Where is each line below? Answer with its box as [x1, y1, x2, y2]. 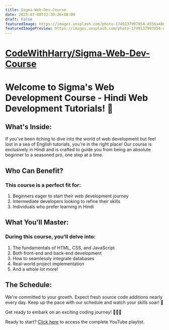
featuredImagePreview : [5, 26, 53, 31]
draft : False [5, 17, 33, 22]
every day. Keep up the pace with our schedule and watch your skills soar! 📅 [5, 299, 164, 305]
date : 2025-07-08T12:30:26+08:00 [5, 12, 75, 17]
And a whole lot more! [12, 266, 58, 272]
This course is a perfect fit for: [5, 181, 81, 188]
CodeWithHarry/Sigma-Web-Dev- [5, 48, 150, 59]
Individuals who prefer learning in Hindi [12, 204, 94, 209]
